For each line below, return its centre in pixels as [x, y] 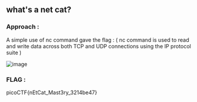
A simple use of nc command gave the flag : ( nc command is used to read [98, 40]
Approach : [23, 27]
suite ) [14, 52]
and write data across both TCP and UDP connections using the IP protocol [98, 46]
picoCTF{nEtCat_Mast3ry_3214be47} [52, 92]
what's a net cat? [39, 10]
